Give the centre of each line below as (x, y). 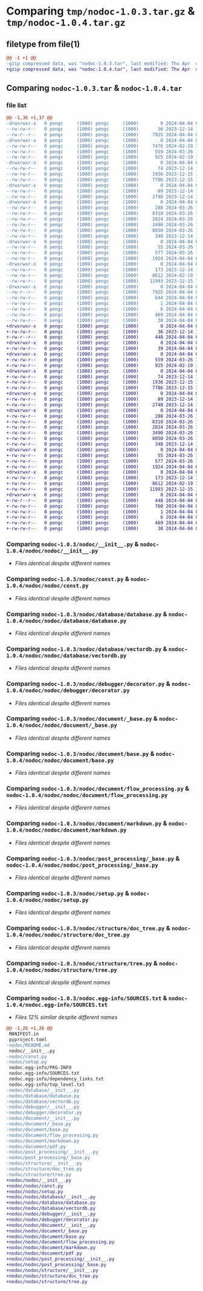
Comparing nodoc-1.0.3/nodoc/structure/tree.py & (82, 963)
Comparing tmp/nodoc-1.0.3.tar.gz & (101, 11)
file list (17, 105)
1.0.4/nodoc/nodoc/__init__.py (52, 551)
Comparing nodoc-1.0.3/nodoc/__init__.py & (72, 544)
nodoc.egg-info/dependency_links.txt (56, 1079)
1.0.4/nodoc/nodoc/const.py (47, 586)
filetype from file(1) (43, 44)
